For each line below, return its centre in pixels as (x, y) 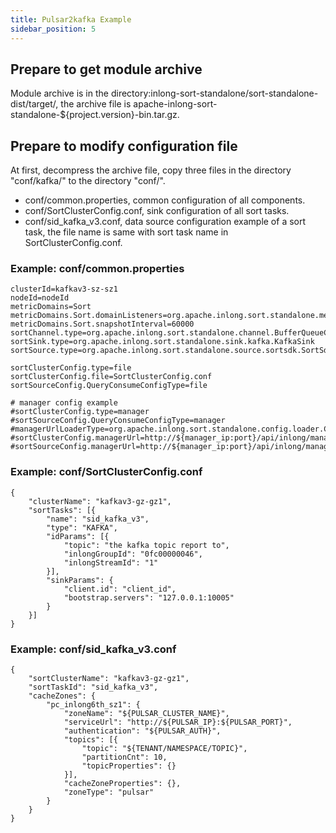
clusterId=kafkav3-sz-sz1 (64, 289)
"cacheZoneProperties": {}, (122, 784)
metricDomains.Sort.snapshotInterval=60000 (102, 324)
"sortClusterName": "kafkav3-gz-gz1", (109, 679)
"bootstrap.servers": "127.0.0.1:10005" (149, 597)
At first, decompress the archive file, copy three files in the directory (151, 170)
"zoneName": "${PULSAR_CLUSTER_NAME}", (146, 714)
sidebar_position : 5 (53, 29)
